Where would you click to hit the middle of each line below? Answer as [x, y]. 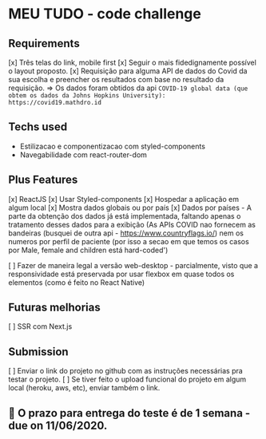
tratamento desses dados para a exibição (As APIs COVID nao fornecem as [132, 224]
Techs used [38, 127]
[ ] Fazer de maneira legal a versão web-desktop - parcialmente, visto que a [133, 265]
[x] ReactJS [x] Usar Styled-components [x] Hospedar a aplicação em [124, 199]
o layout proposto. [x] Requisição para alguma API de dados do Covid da [128, 71]
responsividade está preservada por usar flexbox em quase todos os [121, 274]
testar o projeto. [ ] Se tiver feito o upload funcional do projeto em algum [127, 379]
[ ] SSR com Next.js [40, 326]
